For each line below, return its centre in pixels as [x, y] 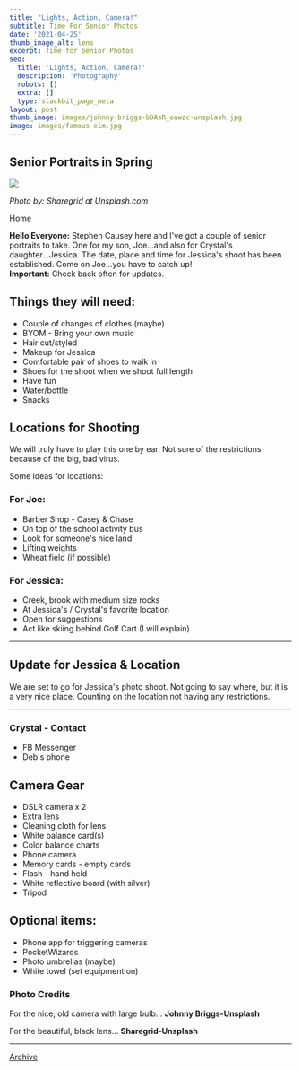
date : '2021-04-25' [46, 34]
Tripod [34, 892]
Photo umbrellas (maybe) [69, 961]
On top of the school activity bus [82, 528]
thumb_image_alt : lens [52, 43]
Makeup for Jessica [59, 352]
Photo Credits [40, 994]
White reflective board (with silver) [86, 883]
